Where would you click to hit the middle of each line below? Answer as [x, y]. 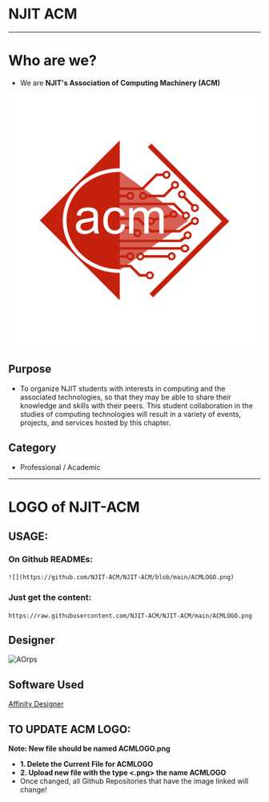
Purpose [30, 369]
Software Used [46, 685]
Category [32, 448]
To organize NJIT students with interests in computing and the [122, 388]
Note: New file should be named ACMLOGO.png [89, 749]
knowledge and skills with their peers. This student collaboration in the [137, 405]
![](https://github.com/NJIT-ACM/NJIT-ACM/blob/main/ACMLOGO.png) [121, 577]
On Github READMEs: [51, 559]
